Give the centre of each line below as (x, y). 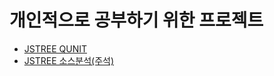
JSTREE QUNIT (55, 48)
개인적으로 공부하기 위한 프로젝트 (136, 20)
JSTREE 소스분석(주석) (69, 60)
